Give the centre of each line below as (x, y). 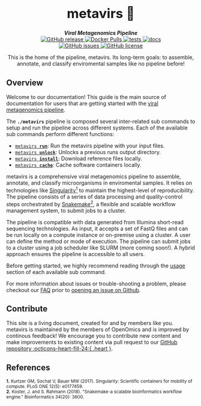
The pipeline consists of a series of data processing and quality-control (94, 197)
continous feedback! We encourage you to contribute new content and (94, 336)
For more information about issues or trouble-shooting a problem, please (96, 284)
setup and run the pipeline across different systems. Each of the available (97, 128)
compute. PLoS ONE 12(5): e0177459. (45, 387)
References (28, 367)
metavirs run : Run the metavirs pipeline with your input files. (90, 146)
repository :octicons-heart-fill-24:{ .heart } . (59, 348)
